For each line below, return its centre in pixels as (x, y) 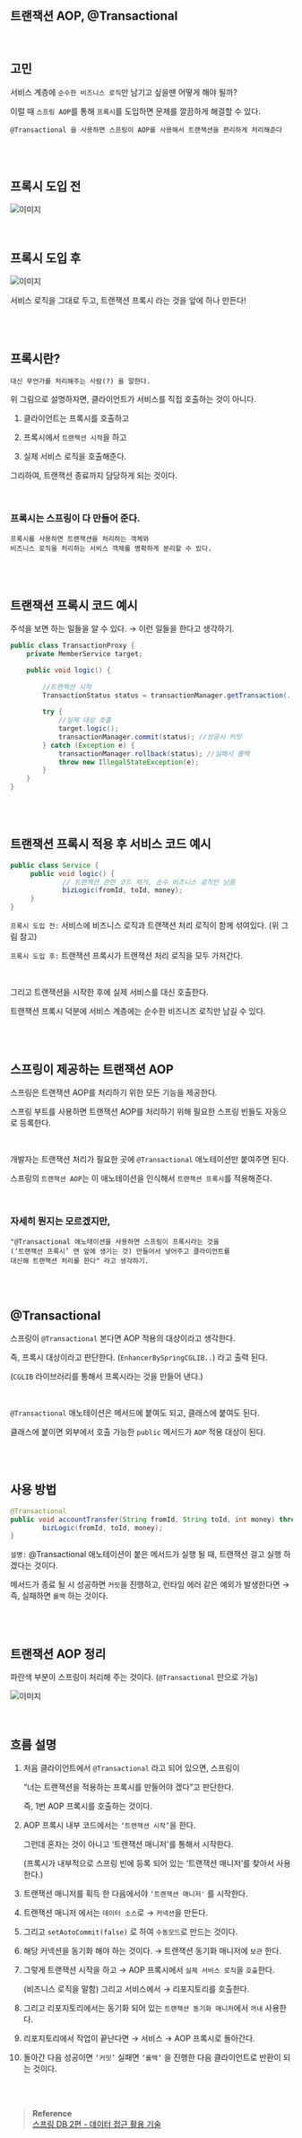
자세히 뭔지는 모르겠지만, (60, 1221)
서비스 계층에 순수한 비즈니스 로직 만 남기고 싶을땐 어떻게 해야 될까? (124, 92)
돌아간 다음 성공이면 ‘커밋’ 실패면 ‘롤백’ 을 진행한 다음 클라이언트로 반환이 (152, 2057)
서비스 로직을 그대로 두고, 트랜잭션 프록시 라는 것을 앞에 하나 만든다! (128, 301)
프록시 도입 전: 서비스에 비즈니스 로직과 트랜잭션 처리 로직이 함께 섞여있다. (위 (145, 925)
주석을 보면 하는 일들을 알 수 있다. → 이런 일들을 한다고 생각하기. (122, 629)
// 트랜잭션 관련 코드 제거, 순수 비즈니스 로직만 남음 (149, 882)
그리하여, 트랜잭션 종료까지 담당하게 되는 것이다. (94, 476)
